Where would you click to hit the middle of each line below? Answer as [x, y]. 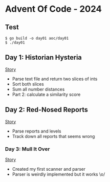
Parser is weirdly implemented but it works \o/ [58, 174]
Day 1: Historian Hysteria [44, 57]
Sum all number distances [38, 89]
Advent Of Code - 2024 [54, 9]
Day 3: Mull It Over [28, 149]
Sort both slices [28, 84]
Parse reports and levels [37, 131]
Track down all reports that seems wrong [54, 136]
